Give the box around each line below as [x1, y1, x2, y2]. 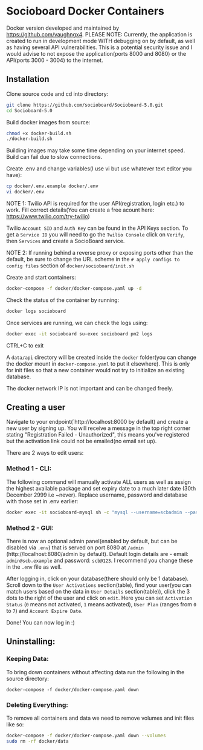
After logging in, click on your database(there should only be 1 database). [6, 575, 189, 582]
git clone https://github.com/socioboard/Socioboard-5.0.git [6, 102, 164, 108]
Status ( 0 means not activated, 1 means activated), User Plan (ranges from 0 [6, 600, 196, 608]
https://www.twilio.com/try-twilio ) [6, 213, 91, 219]
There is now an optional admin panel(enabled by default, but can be [6, 537, 178, 544]
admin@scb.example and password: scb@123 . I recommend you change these [6, 557, 193, 564]
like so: [6, 720, 24, 728]
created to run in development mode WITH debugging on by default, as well [6, 37, 195, 44]
